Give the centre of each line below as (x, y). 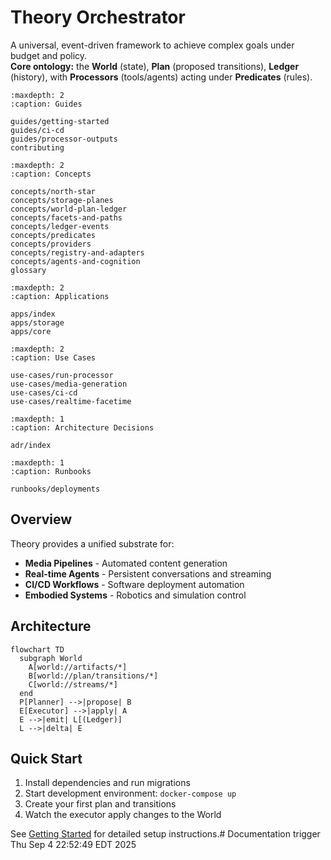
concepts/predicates (53, 235)
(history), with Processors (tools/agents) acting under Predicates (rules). (161, 77)
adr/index (31, 445)
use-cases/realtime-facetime (71, 401)
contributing (37, 147)
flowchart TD (37, 649)
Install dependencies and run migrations (107, 783)
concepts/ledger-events (60, 226)
